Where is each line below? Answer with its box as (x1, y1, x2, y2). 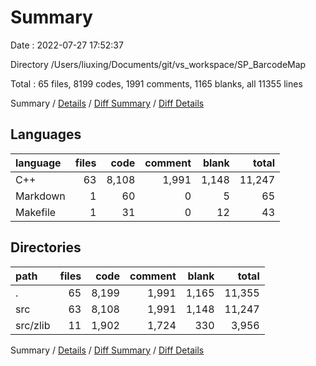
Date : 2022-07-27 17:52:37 (10, 39, 124, 51)
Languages (10, 126, 82, 143)
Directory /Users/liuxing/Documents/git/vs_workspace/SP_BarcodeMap (10, 58, 307, 70)
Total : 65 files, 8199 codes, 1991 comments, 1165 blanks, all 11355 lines (10, 77, 303, 90)
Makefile (15, 205, 57, 219)
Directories (10, 239, 82, 256)
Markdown (15, 189, 66, 203)
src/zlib (15, 318, 51, 332)
